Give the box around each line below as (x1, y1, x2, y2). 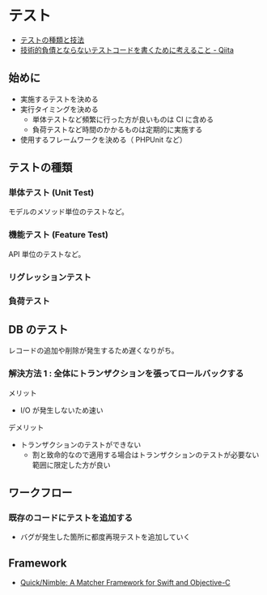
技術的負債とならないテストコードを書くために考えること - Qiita (19, 45, 235, 54)
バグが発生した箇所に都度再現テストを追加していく (19, 532, 191, 542)
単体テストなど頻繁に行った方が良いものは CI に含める (32, 114, 214, 124)
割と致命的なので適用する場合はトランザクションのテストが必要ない (32, 450, 260, 460)
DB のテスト (8, 323, 69, 336)
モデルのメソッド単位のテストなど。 (8, 207, 129, 216)
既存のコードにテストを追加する (8, 512, 133, 523)
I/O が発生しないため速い (19, 405, 104, 415)
